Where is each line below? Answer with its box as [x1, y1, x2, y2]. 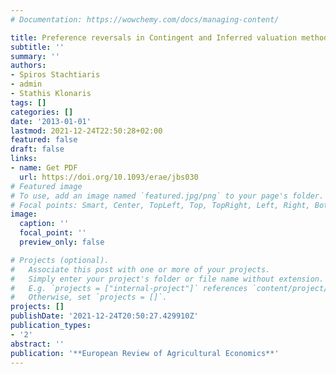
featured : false [10, 135, 78, 145]
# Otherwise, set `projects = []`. [10, 292, 168, 303]
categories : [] [10, 107, 74, 117]
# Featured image [10, 181, 83, 191]
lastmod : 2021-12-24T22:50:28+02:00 [10, 126, 163, 136]
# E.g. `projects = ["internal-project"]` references [10, 283, 248, 293]
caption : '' [19, 219, 70, 229]
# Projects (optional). [10, 255, 110, 265]
